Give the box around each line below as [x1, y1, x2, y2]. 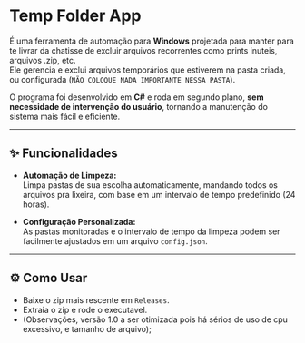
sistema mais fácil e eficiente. [9, 111, 121, 122]
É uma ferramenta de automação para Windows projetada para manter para [9, 35, 295, 46]
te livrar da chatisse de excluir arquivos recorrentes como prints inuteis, [9, 44, 278, 55]
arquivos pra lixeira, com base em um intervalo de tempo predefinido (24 [22, 189, 296, 200]
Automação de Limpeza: [22, 170, 117, 181]
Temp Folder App [9, 5, 142, 26]
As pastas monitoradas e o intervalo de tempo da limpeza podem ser [22, 226, 280, 237]
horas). [22, 199, 50, 210]
